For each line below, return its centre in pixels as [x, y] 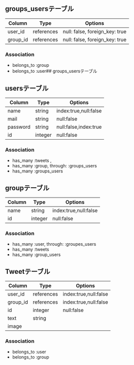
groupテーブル [27, 188]
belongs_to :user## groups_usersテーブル [55, 71]
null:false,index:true [79, 127]
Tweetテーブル [28, 271]
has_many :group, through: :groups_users [54, 166]
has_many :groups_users [37, 171]
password [19, 127]
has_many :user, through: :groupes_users [54, 244]
